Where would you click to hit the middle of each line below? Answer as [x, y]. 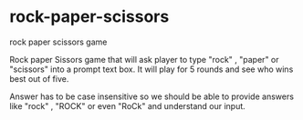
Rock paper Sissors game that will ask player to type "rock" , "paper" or [145, 59]
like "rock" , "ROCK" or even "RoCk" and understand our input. [128, 105]
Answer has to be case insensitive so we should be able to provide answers [152, 96]
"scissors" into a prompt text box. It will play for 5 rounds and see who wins [151, 69]
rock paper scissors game [58, 42]
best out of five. [39, 78]
